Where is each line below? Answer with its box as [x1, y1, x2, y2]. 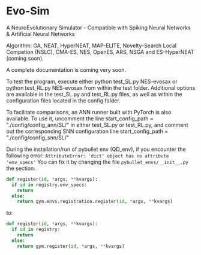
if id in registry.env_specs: [11, 181, 87, 188]
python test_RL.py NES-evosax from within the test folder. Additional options [6, 84, 196, 91]
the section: [6, 165, 36, 172]
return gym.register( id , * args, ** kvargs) [17, 243, 125, 249]
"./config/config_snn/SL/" [6, 133, 69, 141]
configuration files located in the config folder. [6, 97, 121, 104]
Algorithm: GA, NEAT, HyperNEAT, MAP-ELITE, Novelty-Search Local [6, 42, 177, 49]
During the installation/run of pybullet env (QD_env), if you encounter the [6, 145, 186, 153]
